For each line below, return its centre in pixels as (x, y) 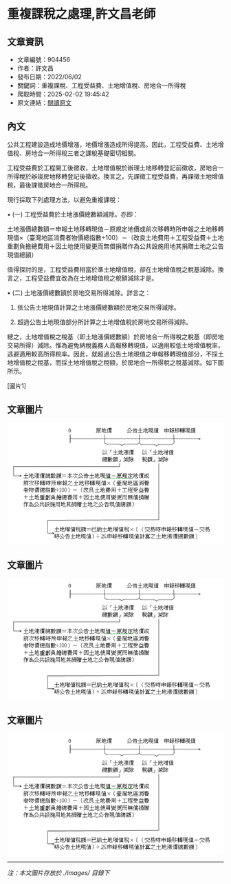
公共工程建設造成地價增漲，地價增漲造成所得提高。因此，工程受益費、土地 (112, 144)
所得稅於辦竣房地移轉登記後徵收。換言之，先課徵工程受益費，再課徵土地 (109, 176)
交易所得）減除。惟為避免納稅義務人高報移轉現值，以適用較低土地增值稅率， (115, 345)
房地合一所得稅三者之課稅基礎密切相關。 (82, 153)
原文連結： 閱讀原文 (44, 103)
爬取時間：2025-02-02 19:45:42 (63, 94)
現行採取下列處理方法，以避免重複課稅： (64, 199)
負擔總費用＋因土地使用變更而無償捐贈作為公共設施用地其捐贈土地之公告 (121, 246)
